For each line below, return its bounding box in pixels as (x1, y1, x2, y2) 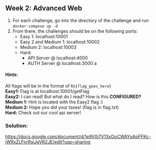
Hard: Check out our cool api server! (5, 110, 82, 116)
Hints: (5, 71, 19, 78)
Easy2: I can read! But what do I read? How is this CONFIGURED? (5, 94, 142, 100)
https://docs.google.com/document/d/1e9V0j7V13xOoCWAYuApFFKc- (5, 133, 151, 140)
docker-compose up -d (12, 24, 58, 29)
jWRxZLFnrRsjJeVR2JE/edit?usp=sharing (5, 139, 91, 145)
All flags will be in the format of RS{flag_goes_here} (5, 83, 112, 89)
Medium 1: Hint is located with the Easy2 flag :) (5, 99, 103, 105)
